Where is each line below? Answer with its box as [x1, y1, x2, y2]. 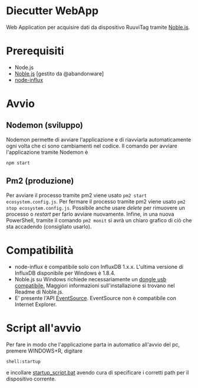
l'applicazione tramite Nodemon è [6, 149, 88, 156]
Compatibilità [6, 244, 74, 257]
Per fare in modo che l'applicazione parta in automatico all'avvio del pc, [6, 341, 180, 348]
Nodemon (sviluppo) [6, 120, 84, 130]
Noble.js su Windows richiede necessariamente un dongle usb [14, 275, 167, 282]
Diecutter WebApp [6, 4, 99, 18]
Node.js [14, 64, 34, 71]
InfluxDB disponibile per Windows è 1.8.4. [14, 269, 116, 277]
